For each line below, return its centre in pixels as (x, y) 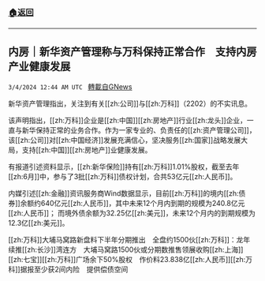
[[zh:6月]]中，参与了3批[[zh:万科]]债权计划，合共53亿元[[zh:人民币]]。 (123, 177)
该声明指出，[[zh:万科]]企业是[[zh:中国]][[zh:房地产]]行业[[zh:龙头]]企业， (127, 121)
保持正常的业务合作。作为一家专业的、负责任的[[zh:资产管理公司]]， (146, 130)
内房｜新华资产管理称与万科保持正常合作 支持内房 (132, 52)
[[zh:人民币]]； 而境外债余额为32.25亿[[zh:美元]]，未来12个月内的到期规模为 (132, 213)
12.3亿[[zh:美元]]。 (39, 223)
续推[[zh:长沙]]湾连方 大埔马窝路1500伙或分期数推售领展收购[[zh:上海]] (126, 249)
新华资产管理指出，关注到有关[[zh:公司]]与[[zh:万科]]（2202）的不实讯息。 (130, 103)
